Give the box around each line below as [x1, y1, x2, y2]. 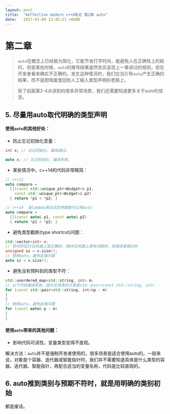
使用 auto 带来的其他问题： [5, 327, 59, 333]
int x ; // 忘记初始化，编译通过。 [5, 148, 70, 153]
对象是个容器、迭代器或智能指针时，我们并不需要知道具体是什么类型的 [14, 356, 160, 363]
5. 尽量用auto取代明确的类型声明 [5, 110, 107, 119]
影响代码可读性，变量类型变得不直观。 [12, 339, 93, 346]
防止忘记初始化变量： [12, 137, 57, 144]
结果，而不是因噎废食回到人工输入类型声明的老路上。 [17, 77, 129, 83]
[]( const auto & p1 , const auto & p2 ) [10, 214, 87, 220]
